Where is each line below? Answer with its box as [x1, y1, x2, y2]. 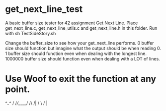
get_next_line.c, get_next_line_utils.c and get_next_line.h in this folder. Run [5, 25, 158, 31]
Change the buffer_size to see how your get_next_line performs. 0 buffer [5, 40, 154, 46]
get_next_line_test [5, 3, 83, 15]
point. [5, 84, 30, 95]
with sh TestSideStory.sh [5, 30, 56, 36]
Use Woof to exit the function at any [5, 73, 157, 85]
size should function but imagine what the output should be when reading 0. [5, 45, 162, 51]
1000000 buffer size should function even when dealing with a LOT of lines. [5, 55, 160, 61]
